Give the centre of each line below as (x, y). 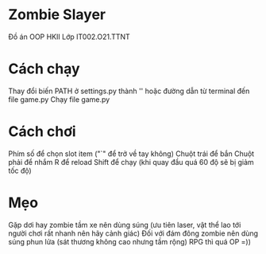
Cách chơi (42, 132)
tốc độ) (20, 170)
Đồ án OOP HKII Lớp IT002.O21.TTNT (69, 37)
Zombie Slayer (57, 15)
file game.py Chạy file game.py (59, 99)
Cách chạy (44, 69)
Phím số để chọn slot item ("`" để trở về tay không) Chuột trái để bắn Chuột (131, 154)
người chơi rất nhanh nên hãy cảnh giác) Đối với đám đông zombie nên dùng (133, 233)
